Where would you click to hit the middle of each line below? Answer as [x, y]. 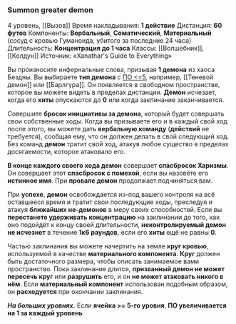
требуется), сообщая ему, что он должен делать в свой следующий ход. [118, 136]
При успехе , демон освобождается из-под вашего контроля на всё [111, 195]
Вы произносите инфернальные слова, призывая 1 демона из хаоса [111, 70]
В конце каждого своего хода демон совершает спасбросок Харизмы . [118, 166]
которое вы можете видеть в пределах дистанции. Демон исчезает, [112, 92]
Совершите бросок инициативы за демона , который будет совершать [116, 114]
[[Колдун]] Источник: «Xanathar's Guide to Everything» [90, 56]
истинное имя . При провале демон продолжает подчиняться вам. [110, 181]
